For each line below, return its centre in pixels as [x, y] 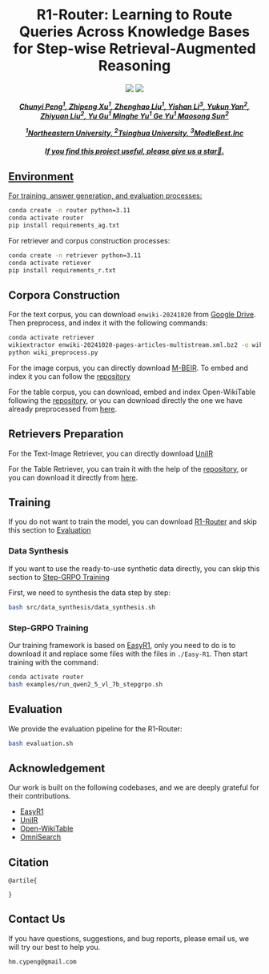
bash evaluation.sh [41, 743]
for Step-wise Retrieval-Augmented [134, 49]
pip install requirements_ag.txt [64, 225]
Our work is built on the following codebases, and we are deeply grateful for [134, 787]
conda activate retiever [50, 263]
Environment [41, 177]
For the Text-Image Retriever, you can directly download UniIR [111, 453]
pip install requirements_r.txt [62, 270]
